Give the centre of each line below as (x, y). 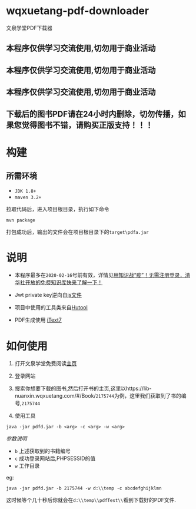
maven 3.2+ (28, 197)
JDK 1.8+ (25, 191)
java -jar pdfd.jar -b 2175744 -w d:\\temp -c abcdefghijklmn (84, 488)
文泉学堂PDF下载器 (29, 28)
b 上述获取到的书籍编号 (42, 451)
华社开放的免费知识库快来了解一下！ (59, 282)
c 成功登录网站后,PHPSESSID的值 (55, 458)
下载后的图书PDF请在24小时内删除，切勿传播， (92, 114)
